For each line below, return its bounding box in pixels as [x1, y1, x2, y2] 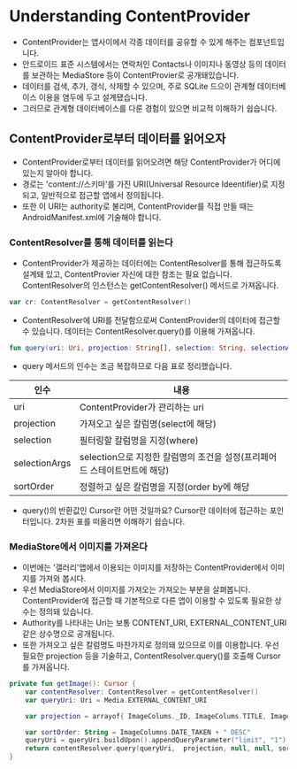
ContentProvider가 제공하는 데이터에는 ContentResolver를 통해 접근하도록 [21, 258, 282, 269]
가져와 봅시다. [38, 573, 87, 584]
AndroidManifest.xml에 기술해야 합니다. [21, 211, 162, 222]
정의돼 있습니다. [38, 606, 94, 617]
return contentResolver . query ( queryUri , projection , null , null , [25, 744, 275, 753]
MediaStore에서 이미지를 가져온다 [9, 540, 148, 552]
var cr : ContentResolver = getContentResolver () [9, 298, 192, 307]
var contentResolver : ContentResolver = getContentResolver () [25, 688, 259, 696]
